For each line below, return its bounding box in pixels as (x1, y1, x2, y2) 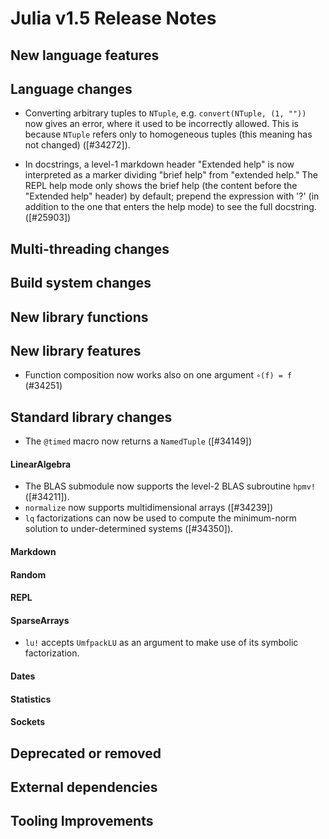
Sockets (10, 716, 46, 728)
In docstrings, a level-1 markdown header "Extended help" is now (24, 158, 295, 171)
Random (10, 568, 47, 581)
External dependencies (10, 778, 158, 796)
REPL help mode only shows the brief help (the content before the (24, 180, 298, 192)
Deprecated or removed (10, 745, 162, 762)
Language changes (10, 80, 133, 97)
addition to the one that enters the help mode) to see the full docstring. (24, 201, 317, 213)
